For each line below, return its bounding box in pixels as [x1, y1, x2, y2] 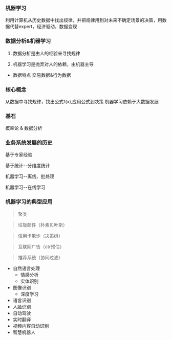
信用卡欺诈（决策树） [17, 233, 63, 239]
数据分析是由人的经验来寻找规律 [12, 50, 80, 56]
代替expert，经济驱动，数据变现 [9, 24, 78, 30]
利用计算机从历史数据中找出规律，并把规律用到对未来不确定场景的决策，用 [5, 17, 162, 24]
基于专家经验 [5, 152, 32, 158]
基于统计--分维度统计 [5, 163, 50, 169]
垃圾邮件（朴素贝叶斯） [17, 221, 68, 228]
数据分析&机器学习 [5, 37, 51, 44]
